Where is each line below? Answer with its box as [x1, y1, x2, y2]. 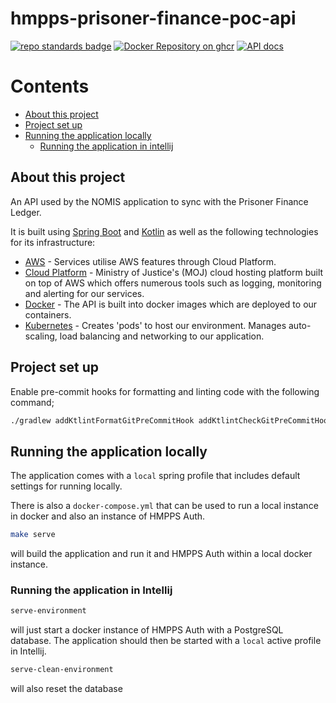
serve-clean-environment [10, 665, 114, 675]
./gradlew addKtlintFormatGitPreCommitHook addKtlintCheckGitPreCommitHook [10, 415, 333, 426]
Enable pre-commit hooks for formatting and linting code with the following [10, 385, 320, 397]
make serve [10, 530, 56, 540]
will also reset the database [10, 683, 123, 695]
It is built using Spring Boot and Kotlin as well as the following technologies [10, 225, 319, 237]
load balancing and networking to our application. [59, 330, 265, 342]
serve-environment [10, 606, 87, 616]
